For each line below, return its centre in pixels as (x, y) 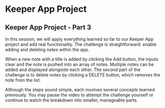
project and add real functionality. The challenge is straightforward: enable (81, 44)
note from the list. (23, 80)
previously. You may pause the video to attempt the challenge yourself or (79, 95)
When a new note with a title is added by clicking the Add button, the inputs (82, 59)
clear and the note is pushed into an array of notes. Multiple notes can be (80, 64)
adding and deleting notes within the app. (47, 50)
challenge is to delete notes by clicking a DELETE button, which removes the (83, 75)
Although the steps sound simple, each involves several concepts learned (80, 90)
